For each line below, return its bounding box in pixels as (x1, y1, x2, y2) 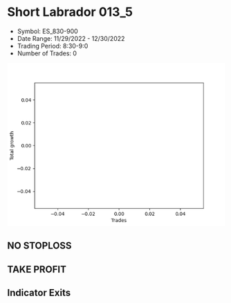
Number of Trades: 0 (17, 49, 77, 57)
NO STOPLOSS (7, 240, 72, 252)
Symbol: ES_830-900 (17, 27, 78, 35)
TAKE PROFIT (7, 264, 67, 275)
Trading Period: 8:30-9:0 (17, 42, 89, 50)
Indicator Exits (7, 287, 71, 299)
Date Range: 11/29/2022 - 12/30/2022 (17, 34, 125, 42)
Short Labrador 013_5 (7, 4, 133, 20)
